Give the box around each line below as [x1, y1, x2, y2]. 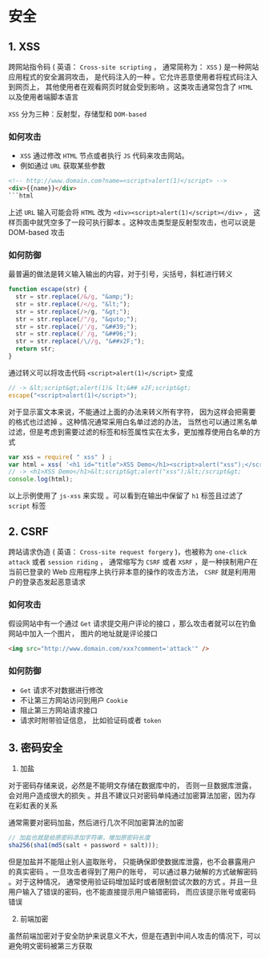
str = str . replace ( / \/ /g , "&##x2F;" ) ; [15, 338, 146, 346]
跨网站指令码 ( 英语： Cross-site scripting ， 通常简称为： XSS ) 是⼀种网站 [8, 62, 259, 71]
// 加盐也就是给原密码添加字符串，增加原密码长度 [8, 834, 151, 842]
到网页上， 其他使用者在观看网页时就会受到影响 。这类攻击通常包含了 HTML [8, 82, 254, 91]
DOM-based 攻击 [8, 227, 66, 237]
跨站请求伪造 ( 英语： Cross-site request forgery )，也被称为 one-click [8, 547, 247, 557]
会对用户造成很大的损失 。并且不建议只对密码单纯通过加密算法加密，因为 [8, 791, 249, 801]
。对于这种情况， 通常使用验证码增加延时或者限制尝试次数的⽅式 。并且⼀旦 [8, 877, 258, 887]
